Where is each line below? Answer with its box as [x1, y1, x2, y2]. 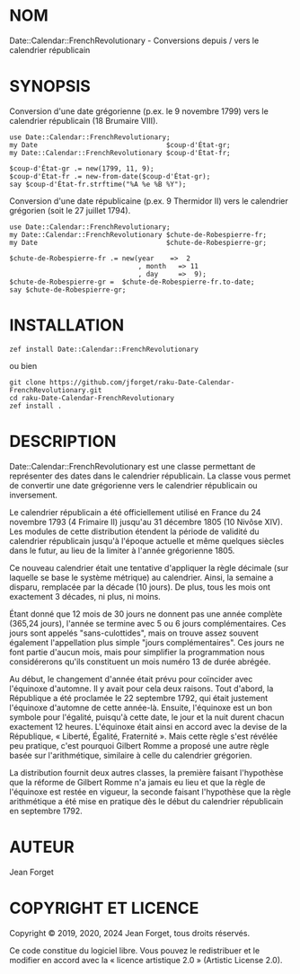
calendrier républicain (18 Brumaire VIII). [9, 115, 159, 126]
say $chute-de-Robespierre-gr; [9, 285, 127, 294]
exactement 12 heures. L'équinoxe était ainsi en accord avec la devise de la [9, 721, 287, 732]
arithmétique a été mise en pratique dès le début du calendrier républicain [9, 795, 284, 806]
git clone [9, 378, 47, 387]
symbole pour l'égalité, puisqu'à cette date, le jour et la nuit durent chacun [9, 711, 285, 723]
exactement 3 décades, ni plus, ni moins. [9, 591, 162, 601]
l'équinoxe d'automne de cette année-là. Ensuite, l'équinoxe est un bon [9, 702, 272, 713]
